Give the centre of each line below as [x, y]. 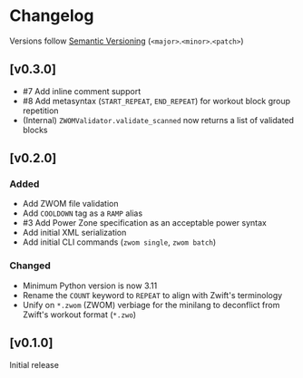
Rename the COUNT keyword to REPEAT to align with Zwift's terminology [152, 295]
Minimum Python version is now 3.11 [90, 286]
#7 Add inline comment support [82, 91]
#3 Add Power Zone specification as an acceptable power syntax [145, 223]
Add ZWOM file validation [71, 204]
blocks [35, 130]
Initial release [34, 364]
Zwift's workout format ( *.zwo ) [79, 315]
